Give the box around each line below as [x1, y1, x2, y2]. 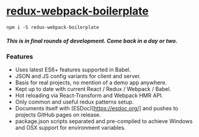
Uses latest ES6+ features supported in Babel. [15, 66, 131, 73]
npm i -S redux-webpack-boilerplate [6, 24, 99, 30]
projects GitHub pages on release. [15, 111, 102, 119]
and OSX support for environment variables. [15, 124, 126, 132]
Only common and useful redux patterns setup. [15, 98, 134, 105]
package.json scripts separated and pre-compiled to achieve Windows [15, 118, 193, 125]
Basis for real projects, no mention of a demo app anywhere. [15, 79, 167, 86]
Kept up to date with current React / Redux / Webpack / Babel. [15, 85, 172, 93]
